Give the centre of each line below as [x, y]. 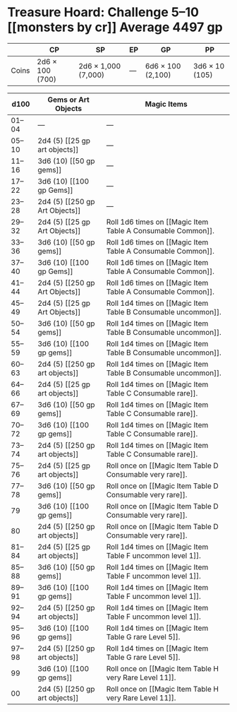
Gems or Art [68, 100]
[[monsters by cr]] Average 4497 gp [115, 27]
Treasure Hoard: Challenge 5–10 [103, 12]
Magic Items [166, 104]
